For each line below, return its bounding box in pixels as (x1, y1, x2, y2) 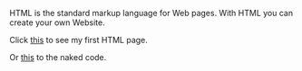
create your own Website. (9, 17, 106, 28)
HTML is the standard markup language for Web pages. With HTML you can (9, 8, 293, 18)
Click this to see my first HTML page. (9, 35, 148, 45)
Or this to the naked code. (9, 52, 107, 62)
